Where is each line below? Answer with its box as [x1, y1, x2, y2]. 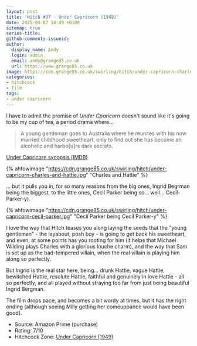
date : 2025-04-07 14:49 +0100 [6, 19, 80, 25]
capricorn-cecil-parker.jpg [6, 213, 70, 220]
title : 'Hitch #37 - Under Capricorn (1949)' [6, 14, 119, 20]
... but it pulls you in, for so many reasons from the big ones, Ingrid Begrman [6, 183, 190, 190]
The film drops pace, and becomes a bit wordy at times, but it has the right [6, 297, 186, 304]
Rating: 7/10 [14, 327, 43, 334]
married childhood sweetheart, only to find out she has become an [20, 136, 182, 143]
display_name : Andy [11, 47, 59, 53]
